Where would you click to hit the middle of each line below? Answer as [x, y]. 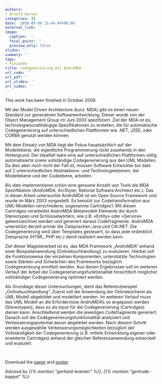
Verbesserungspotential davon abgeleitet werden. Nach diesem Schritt [76, 322]
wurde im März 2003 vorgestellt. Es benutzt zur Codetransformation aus [78, 200]
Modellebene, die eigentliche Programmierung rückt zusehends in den [75, 150]
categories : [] [20, 18]
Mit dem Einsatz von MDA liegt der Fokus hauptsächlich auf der [68, 145]
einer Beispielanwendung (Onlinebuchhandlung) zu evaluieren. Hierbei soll [80, 251]
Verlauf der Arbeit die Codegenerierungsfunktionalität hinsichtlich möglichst [81, 272]
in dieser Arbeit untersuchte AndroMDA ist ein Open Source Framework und [81, 195]
